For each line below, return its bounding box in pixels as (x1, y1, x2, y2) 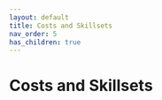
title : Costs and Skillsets (9, 21, 113, 30)
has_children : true (9, 37, 81, 47)
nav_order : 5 (9, 29, 58, 38)
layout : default (9, 12, 69, 22)
